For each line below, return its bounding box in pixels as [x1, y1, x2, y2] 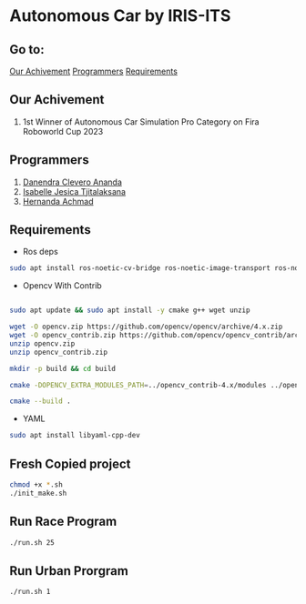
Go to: [9, 42, 45, 57]
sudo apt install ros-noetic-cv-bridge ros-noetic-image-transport [9, 264, 271, 273]
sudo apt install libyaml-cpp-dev [9, 431, 141, 440]
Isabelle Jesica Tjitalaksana [22, 186, 126, 196]
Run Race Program [9, 514, 117, 529]
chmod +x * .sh [9, 480, 64, 489]
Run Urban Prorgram [9, 563, 129, 579]
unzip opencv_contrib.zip [9, 347, 107, 357]
